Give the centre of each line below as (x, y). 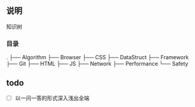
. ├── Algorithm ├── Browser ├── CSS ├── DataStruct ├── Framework (97, 57)
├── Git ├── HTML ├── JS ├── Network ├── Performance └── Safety (97, 64)
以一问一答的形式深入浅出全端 (52, 98)
